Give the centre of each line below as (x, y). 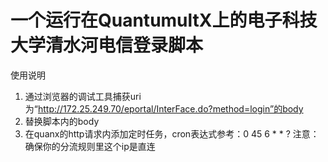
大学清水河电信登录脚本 (107, 45)
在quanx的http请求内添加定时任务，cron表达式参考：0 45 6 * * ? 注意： (172, 133)
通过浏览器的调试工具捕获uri (83, 96)
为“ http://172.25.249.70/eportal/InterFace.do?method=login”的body (164, 108)
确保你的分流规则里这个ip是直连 (90, 146)
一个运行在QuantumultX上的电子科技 (164, 20)
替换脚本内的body (62, 121)
